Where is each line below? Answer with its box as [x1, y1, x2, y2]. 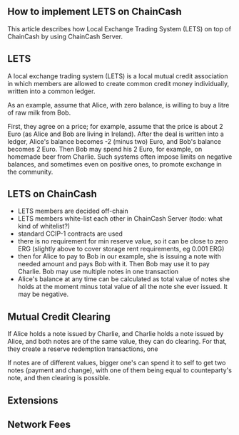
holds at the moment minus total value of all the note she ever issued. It [17, 283, 228, 291]
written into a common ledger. [7, 87, 96, 95]
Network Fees [7, 419, 71, 431]
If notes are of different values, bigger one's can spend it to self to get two [7, 359, 226, 367]
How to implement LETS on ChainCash [7, 6, 182, 18]
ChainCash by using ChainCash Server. [7, 32, 123, 41]
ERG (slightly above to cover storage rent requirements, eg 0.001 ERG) [17, 245, 225, 253]
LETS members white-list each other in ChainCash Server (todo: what [17, 214, 223, 223]
